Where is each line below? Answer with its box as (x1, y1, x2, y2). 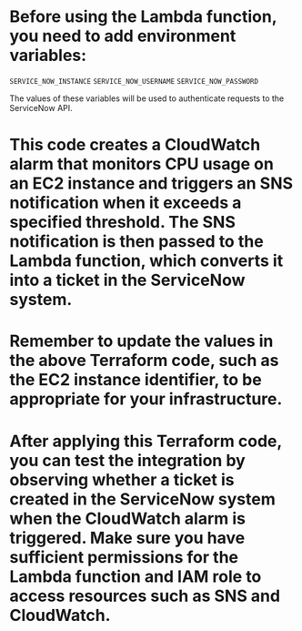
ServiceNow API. (9, 102, 73, 113)
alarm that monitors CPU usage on (9, 154, 275, 175)
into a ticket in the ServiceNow (9, 270, 246, 290)
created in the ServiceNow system (9, 489, 276, 509)
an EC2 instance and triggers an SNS (9, 173, 294, 194)
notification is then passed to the (9, 231, 264, 252)
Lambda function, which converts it (9, 250, 284, 271)
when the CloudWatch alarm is (9, 508, 246, 529)
